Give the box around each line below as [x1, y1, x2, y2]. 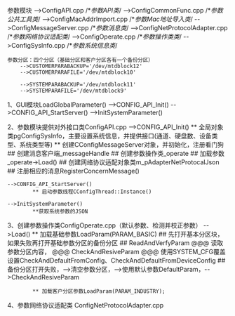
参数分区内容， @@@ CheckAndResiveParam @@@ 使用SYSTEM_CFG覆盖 [7, 248, 226, 256]
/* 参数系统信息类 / [66, 41, 118, 49]
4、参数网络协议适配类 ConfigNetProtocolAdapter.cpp [7, 301, 164, 309]
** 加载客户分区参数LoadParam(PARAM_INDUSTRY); [32, 288, 166, 295]
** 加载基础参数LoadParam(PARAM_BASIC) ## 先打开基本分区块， [32, 230, 224, 238]
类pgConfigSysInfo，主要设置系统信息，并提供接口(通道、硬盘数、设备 [7, 132, 212, 140]
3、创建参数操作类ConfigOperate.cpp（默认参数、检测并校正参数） [7, 221, 202, 230]
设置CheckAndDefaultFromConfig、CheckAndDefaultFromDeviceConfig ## [7, 256, 226, 265]
